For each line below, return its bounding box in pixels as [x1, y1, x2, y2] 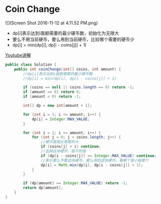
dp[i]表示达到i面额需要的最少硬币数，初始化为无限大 [12, 30, 119, 36]
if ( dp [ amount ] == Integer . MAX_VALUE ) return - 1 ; [23, 181, 128, 186]
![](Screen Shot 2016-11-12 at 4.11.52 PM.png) [5, 20, 98, 26]
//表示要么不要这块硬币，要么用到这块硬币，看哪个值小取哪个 [40, 158, 149, 163]
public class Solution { [5, 62, 57, 67]
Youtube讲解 [5, 52, 31, 58]
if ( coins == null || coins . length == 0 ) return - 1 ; [23, 85, 135, 90]
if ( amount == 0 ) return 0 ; [23, 89, 81, 95]
